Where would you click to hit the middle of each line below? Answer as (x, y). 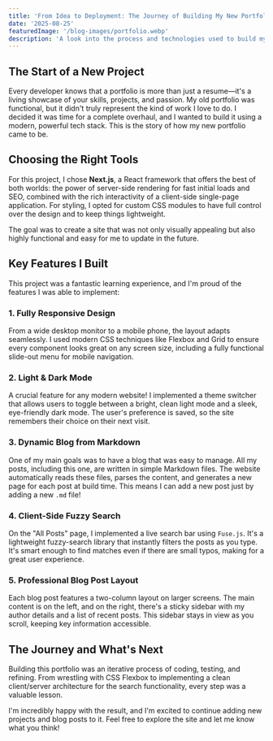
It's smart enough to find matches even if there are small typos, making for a (136, 550)
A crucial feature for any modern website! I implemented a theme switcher (132, 396)
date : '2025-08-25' (41, 24)
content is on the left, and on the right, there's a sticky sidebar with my (127, 607)
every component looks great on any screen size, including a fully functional (136, 348)
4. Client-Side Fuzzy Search (65, 515)
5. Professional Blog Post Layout (74, 580)
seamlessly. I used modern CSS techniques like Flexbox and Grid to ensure (134, 339)
